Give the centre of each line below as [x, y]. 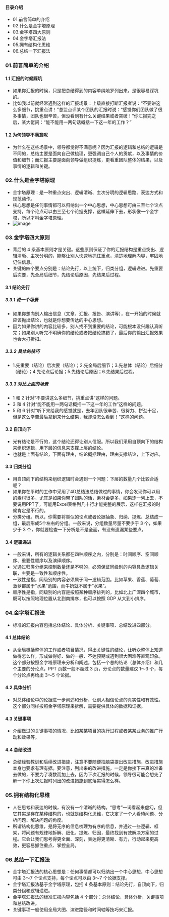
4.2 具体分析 [18, 688]
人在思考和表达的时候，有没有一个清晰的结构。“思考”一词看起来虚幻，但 [88, 807]
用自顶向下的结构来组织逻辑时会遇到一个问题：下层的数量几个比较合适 [86, 479]
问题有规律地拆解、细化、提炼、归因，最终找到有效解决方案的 [90, 832]
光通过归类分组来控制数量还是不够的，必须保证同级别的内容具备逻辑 [83, 567]
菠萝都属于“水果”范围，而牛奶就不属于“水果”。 [61, 586]
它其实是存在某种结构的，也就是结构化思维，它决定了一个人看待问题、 [86, 813]
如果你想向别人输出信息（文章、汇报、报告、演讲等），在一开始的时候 [84, 313]
